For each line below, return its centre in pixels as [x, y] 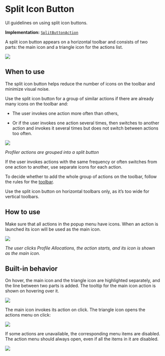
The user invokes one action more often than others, [66, 113]
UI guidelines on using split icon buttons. [46, 23]
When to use [25, 72]
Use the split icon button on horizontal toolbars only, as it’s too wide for [77, 191]
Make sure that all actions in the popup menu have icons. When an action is [82, 224]
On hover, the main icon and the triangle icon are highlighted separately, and [82, 281]
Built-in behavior [31, 268]
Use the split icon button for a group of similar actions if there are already [80, 98]
